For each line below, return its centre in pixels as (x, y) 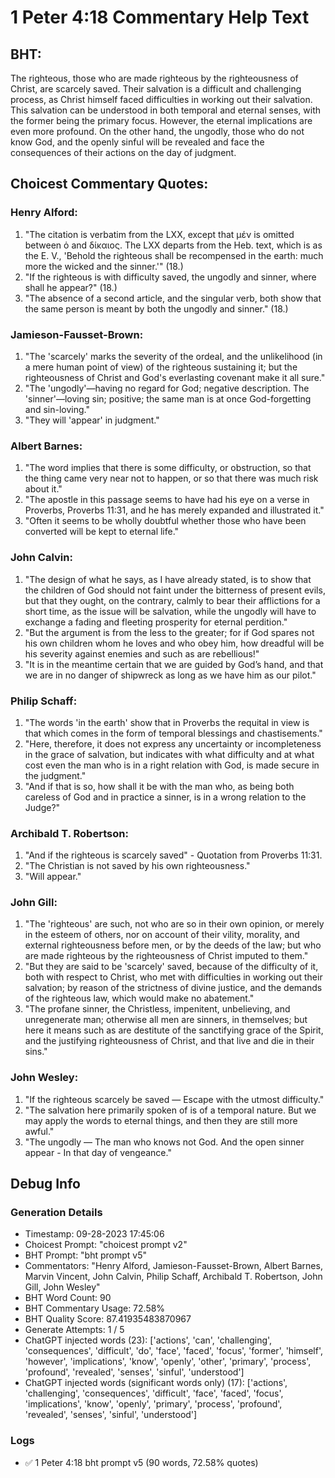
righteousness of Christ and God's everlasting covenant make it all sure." (175, 377)
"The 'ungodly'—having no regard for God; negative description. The (167, 388)
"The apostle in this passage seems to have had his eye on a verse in (167, 500)
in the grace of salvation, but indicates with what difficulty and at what (169, 754)
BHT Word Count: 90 (68, 1298)
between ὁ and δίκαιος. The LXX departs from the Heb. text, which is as (173, 245)
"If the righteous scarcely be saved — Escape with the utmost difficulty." (174, 1099)
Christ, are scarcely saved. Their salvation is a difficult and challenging (156, 89)
